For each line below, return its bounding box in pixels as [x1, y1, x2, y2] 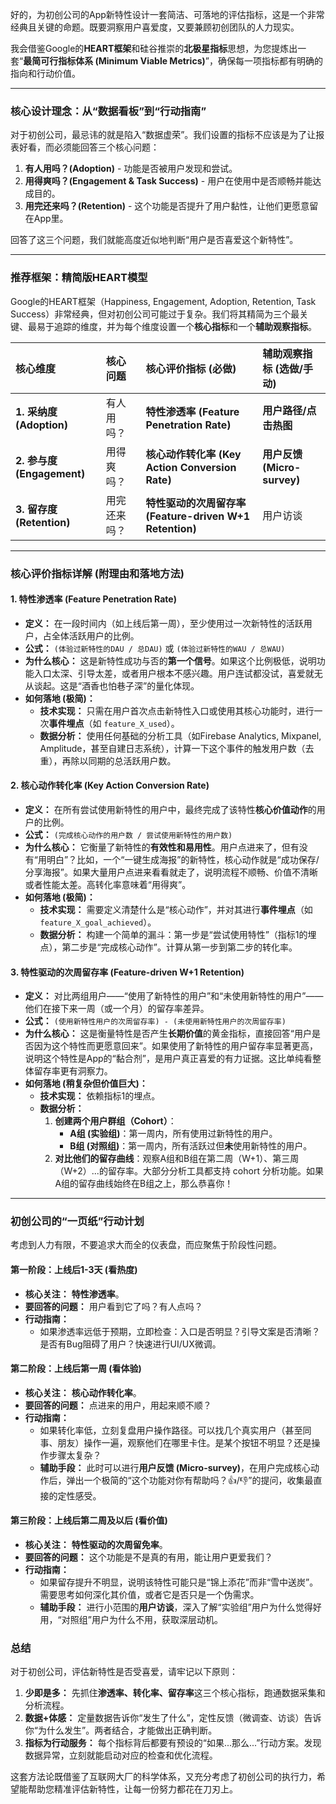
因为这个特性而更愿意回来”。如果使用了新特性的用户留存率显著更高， [33, 1040, 318, 1052]
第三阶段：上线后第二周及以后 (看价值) [10, 1514, 168, 1527]
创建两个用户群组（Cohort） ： [54, 1115, 177, 1127]
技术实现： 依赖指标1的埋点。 [39, 1090, 161, 1102]
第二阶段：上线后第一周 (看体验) [10, 1363, 142, 1375]
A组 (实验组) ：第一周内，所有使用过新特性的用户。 [69, 1128, 278, 1140]
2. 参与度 [15, 453, 58, 467]
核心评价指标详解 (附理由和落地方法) [10, 566, 185, 580]
